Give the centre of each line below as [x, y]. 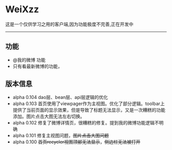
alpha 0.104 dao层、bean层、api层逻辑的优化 [60, 97]
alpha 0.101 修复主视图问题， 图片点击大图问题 [61, 135]
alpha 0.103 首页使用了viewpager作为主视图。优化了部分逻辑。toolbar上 [89, 104]
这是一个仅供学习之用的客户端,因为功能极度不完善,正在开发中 [70, 24]
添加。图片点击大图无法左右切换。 [49, 116]
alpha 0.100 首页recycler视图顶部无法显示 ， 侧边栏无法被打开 [77, 142]
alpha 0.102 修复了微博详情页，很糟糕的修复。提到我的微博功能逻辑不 [86, 122]
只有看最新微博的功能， [37, 66]
